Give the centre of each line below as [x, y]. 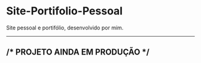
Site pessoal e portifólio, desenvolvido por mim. [65, 28]
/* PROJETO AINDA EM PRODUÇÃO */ [78, 52]
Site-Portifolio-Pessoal [64, 11]
